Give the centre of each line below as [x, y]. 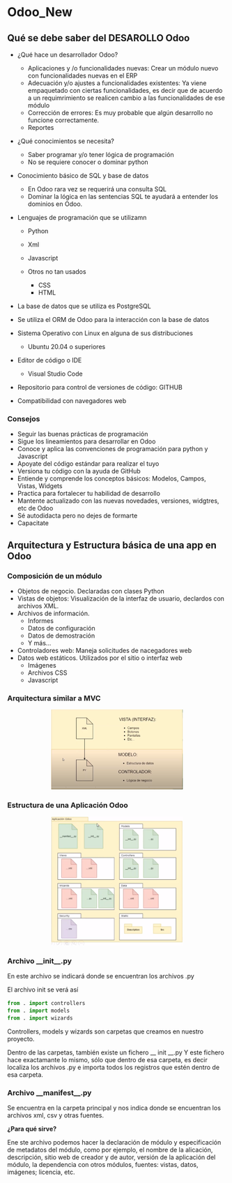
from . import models [39, 1011]
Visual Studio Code [55, 374]
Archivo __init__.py [39, 961]
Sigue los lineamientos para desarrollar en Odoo [86, 441]
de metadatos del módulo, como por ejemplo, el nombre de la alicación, [110, 1150]
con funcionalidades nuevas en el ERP [83, 75]
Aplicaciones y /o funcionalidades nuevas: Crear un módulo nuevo [123, 68]
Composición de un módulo [55, 575]
